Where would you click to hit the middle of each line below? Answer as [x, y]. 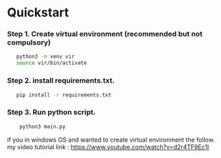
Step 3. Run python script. [51, 112]
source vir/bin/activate [52, 63]
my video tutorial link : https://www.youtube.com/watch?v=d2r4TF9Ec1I [108, 147]
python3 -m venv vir [45, 57]
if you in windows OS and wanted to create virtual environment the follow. [111, 140]
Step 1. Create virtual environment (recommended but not [105, 34]
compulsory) [29, 42]
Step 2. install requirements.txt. [61, 81]
